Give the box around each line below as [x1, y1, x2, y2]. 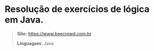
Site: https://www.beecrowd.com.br [17, 30, 92, 36]
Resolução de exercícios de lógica [5, 3, 150, 15]
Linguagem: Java [17, 40, 54, 46]
